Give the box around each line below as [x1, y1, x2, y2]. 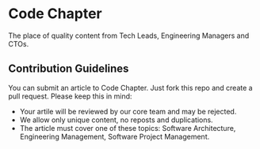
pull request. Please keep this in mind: [8, 91, 132, 101]
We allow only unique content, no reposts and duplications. [19, 115, 213, 125]
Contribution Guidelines [8, 62, 129, 76]
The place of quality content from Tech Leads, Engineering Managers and [8, 31, 250, 40]
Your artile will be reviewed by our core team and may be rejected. [19, 106, 237, 116]
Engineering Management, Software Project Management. [19, 132, 210, 141]
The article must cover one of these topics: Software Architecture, [19, 123, 236, 132]
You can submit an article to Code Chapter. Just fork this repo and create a [8, 83, 253, 92]
